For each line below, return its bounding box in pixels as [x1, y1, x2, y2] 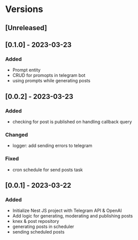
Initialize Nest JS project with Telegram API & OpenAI [12, 207, 122, 214]
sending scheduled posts [12, 229, 65, 235]
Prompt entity [12, 67, 41, 73]
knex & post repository [12, 218, 59, 224]
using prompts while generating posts [12, 78, 91, 84]
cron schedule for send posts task [12, 167, 83, 173]
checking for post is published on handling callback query [12, 118, 132, 125]
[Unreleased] [5, 24, 47, 32]
